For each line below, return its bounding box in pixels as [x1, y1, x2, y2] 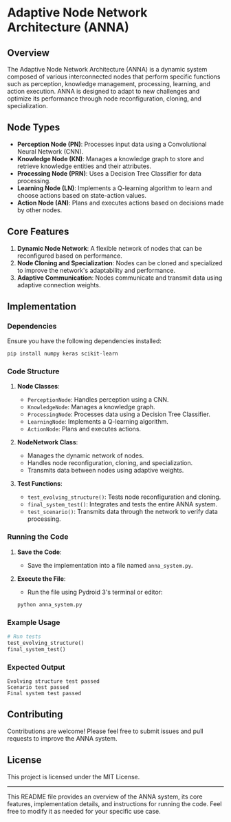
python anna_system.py [16, 601, 82, 608]
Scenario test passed [7, 684, 69, 690]
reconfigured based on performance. [16, 251, 122, 260]
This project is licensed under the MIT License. [7, 772, 140, 781]
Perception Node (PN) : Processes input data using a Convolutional [16, 140, 208, 148]
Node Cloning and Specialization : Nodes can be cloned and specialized [16, 258, 223, 267]
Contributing [7, 708, 63, 721]
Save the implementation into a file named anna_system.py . [27, 561, 194, 569]
